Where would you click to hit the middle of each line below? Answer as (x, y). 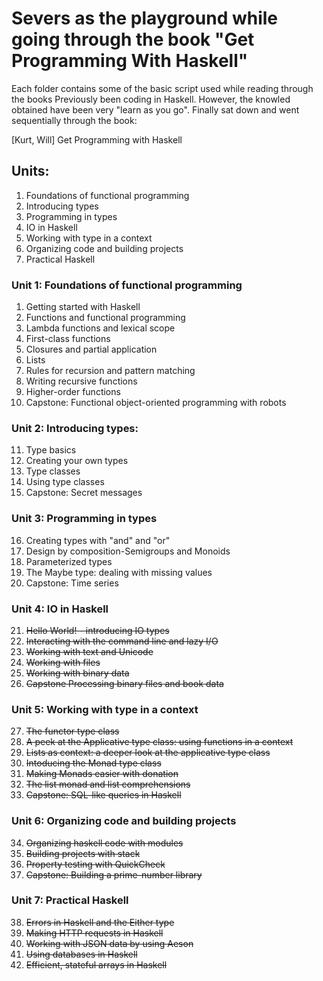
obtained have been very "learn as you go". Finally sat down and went (155, 109)
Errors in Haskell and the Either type (100, 922)
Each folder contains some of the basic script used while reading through (162, 88)
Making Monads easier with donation (102, 774)
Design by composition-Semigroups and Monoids (128, 551)
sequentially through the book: (74, 120)
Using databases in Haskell (81, 954)
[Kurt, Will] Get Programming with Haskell (97, 139)
